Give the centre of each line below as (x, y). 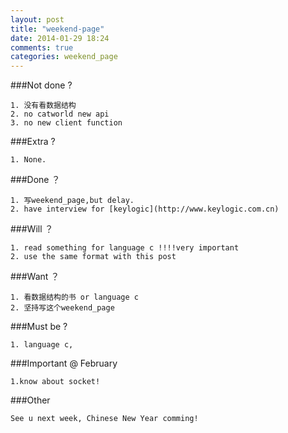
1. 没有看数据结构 (43, 106)
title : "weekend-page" (57, 29)
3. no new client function (66, 123)
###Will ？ (32, 229)
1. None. (28, 160)
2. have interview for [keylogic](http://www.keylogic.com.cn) (145, 209)
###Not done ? (41, 85)
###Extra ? (33, 142)
